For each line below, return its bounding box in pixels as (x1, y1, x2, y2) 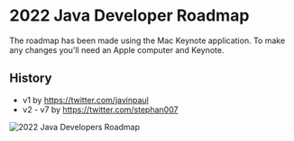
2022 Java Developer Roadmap (9, 5, 250, 26)
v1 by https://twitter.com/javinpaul (22, 94, 149, 105)
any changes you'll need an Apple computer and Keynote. (9, 44, 225, 55)
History (9, 71, 52, 86)
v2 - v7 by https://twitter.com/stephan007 (22, 104, 179, 115)
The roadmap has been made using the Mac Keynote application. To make (9, 35, 286, 46)
